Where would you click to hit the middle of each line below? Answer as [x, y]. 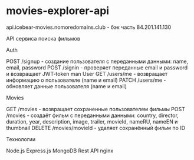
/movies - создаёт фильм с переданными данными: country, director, [92, 115]
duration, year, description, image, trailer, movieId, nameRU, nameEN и [92, 121]
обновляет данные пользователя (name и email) [66, 86]
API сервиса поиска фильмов [43, 38]
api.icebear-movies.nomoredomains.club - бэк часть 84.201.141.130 [89, 27]
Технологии [21, 139]
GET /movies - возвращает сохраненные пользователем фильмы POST [96, 109]
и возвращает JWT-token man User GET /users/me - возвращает [87, 74]
